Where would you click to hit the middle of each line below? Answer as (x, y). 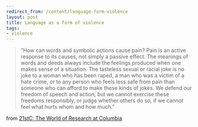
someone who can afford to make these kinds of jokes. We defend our (106, 88)
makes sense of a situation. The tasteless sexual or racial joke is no (102, 69)
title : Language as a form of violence (55, 22)
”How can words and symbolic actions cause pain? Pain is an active (103, 50)
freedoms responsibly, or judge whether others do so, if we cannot (102, 100)
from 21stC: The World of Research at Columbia (64, 118)
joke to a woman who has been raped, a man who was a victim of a (103, 76)
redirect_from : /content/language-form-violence (67, 12)
